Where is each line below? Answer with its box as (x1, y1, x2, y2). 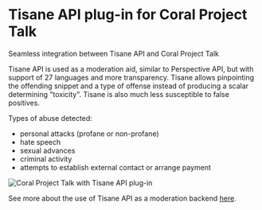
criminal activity (19, 154, 72, 164)
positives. (8, 98, 40, 107)
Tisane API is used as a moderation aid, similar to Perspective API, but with (8, 64, 254, 73)
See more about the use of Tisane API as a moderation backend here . (8, 193, 237, 203)
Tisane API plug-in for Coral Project (8, 6, 248, 24)
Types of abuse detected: (8, 113, 93, 122)
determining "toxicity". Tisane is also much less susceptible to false (8, 89, 229, 99)
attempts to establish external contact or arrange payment (19, 162, 211, 172)
